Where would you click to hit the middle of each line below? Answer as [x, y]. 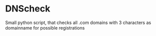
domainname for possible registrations [45, 27]
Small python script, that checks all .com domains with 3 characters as [78, 22]
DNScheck [28, 9]
